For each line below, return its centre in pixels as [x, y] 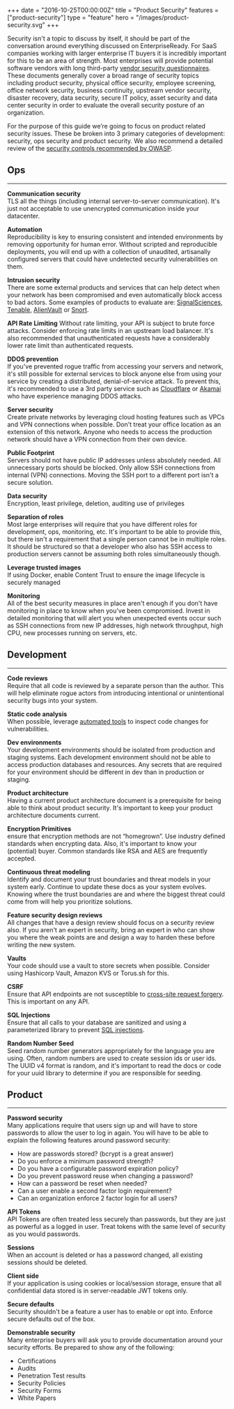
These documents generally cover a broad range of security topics [103, 75]
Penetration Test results [51, 1376]
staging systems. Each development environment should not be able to [109, 757]
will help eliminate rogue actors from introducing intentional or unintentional [116, 693]
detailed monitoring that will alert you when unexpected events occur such [114, 618]
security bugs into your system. [53, 700]
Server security [30, 409]
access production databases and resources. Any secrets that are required [115, 764]
